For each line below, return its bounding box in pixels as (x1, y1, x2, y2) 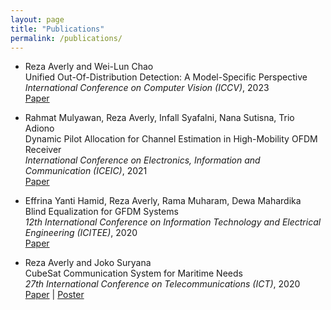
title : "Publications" (10, 24, 105, 34)
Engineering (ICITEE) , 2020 (24, 227, 138, 239)
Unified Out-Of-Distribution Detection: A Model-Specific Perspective (24, 71, 308, 83)
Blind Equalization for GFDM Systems (24, 206, 179, 218)
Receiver (24, 144, 62, 156)
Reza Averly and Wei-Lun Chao (24, 61, 154, 73)
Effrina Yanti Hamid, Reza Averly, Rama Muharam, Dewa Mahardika (24, 195, 302, 207)
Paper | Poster (24, 289, 85, 301)
